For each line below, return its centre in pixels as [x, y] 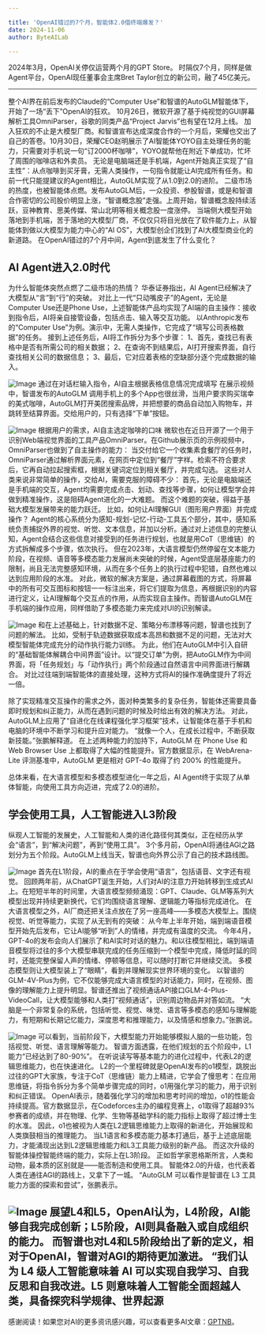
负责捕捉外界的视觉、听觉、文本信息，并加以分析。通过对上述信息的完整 [132, 529]
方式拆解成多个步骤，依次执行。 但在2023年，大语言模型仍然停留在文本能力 [132, 549]
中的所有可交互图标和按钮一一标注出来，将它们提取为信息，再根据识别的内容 [132, 588]
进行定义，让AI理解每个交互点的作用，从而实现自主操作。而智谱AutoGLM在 [131, 599]
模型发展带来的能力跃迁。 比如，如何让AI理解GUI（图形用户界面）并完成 [139, 509]
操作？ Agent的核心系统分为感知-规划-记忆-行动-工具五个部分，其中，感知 [129, 520]
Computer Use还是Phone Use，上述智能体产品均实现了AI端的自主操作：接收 [132, 308]
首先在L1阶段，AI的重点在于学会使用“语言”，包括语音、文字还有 [141, 871]
